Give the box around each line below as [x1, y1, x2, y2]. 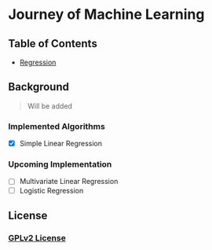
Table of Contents [8, 37, 98, 50]
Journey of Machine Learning [8, 6, 205, 24]
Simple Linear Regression [19, 139, 103, 149]
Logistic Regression [19, 186, 84, 195]
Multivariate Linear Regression [19, 177, 119, 186]
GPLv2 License [8, 232, 67, 243]
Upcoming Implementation [8, 159, 112, 170]
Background [8, 80, 69, 94]
